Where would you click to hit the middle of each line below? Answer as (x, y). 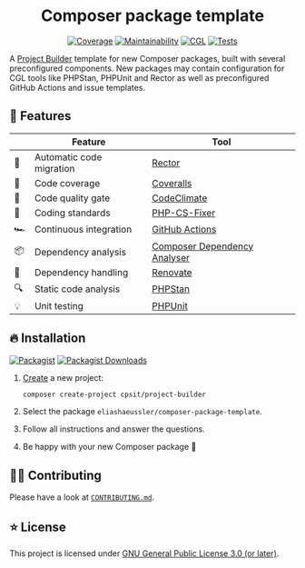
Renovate (172, 272)
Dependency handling (82, 272)
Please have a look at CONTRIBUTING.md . (82, 497)
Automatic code (69, 157)
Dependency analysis (81, 252)
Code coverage (68, 183)
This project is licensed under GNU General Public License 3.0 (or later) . (144, 553)
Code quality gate (73, 198)
